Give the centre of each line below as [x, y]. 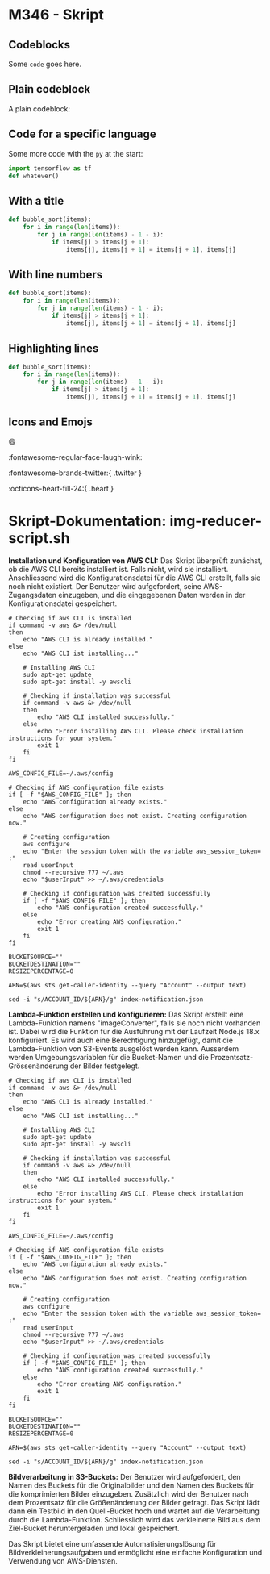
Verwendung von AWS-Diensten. [63, 1561]
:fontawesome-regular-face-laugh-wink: [75, 457]
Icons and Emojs [50, 422]
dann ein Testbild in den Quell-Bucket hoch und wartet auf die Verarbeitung [134, 1511]
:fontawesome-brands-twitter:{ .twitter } [75, 473]
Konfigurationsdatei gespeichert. [63, 603]
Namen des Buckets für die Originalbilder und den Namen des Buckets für [131, 1485]
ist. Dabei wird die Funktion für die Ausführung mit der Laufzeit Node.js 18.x [134, 1031]
